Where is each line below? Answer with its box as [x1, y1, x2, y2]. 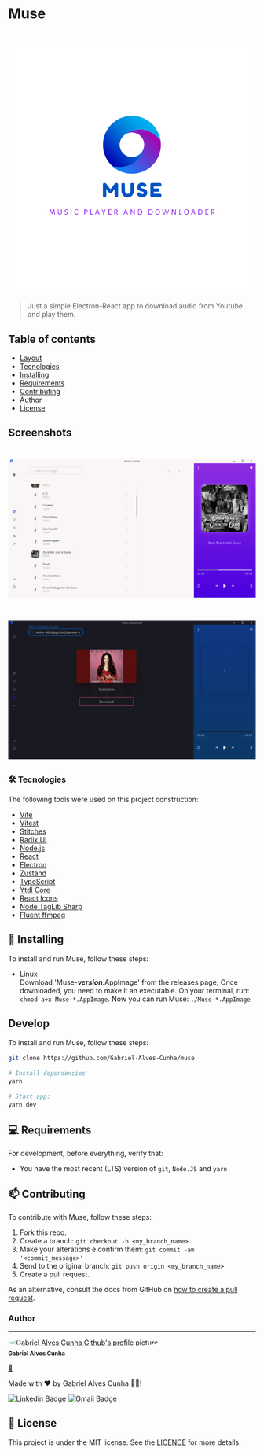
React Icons [19, 893, 59, 903]
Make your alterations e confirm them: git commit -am [19, 1244, 195, 1254]
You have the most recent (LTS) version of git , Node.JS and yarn [19, 1163, 228, 1173]
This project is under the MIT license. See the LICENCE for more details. [8, 1437, 241, 1447]
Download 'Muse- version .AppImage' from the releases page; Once [19, 977, 238, 987]
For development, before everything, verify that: [8, 1148, 163, 1158]
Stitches [19, 827, 47, 836]
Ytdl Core [19, 886, 51, 894]
